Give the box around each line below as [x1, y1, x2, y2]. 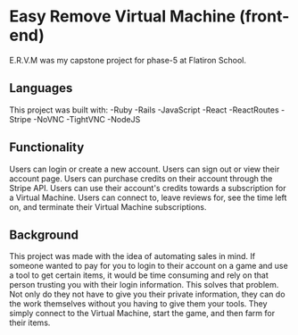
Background [9, 227, 79, 242]
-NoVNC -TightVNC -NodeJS [33, 113, 141, 124]
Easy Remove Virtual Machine [9, 6, 236, 27]
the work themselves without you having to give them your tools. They [9, 298, 268, 309]
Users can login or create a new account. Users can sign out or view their [9, 163, 280, 174]
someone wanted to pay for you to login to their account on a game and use [9, 261, 288, 272]
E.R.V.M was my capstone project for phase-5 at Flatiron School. [9, 54, 247, 65]
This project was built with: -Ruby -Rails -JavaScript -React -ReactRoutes [9, 105, 279, 115]
